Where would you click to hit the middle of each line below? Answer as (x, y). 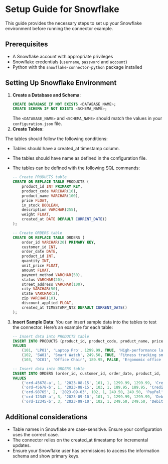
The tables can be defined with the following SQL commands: (76, 168)
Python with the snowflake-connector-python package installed (77, 67)
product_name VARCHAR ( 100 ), (51, 196)
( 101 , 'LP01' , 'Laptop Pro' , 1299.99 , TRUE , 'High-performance (89, 351)
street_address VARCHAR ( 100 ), (53, 284)
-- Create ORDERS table (37, 233)
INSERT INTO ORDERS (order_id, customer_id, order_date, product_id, (87, 373)
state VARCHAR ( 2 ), (41, 294)
